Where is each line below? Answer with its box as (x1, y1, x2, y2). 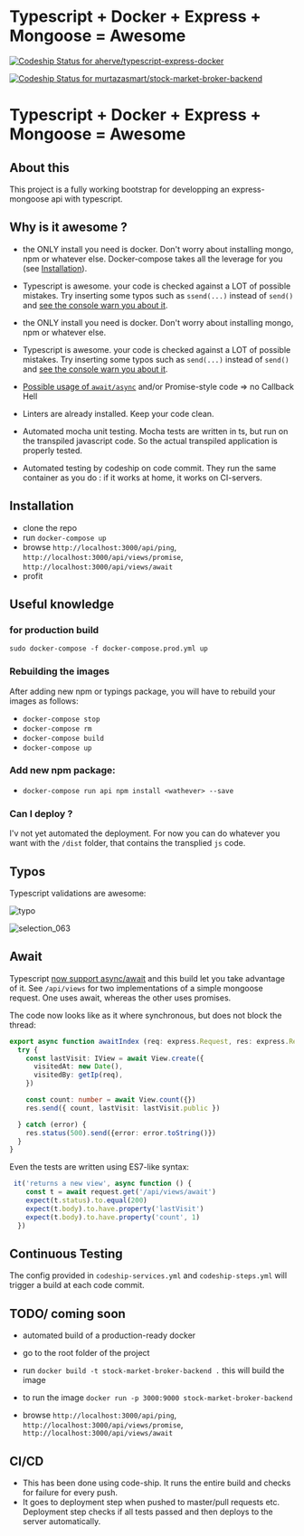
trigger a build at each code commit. (9, 1280, 145, 1291)
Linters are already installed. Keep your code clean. (22, 408, 214, 419)
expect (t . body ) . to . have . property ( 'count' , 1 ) (25, 1212, 201, 1222)
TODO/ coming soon (9, 1305, 127, 1322)
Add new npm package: (9, 764, 116, 777)
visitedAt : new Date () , (33, 1062, 124, 1071)
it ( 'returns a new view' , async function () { (13, 1179, 193, 1189)
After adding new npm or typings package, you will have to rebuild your (9, 686, 276, 697)
